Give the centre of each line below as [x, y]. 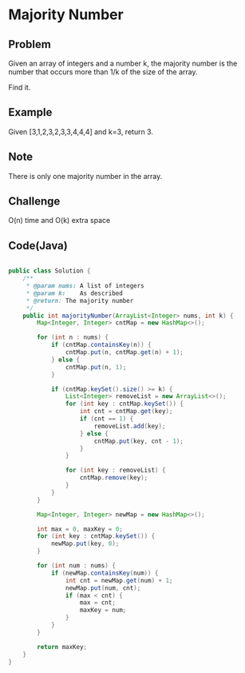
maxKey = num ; [103, 610]
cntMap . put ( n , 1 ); [96, 367]
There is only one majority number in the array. [85, 176]
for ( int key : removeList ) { [115, 470]
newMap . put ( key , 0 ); [85, 544]
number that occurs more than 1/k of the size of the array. [103, 72]
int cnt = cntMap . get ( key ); [126, 412]
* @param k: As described [75, 293]
